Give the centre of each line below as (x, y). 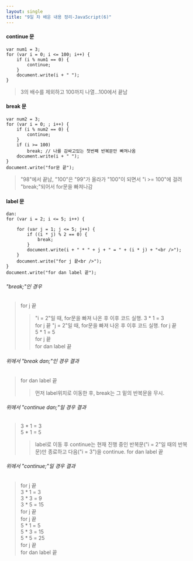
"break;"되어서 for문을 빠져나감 (56, 186)
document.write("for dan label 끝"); (51, 273)
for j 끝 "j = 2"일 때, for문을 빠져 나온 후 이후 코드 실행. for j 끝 (106, 325)
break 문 (16, 106)
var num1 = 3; (23, 49)
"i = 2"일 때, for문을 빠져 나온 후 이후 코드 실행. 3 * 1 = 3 (99, 318)
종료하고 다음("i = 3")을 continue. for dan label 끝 (106, 451)
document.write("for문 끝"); (40, 167)
